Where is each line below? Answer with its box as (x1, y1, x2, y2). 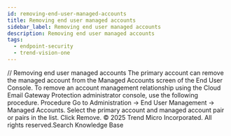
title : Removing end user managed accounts (7, 17, 136, 24)
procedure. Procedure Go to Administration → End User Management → (7, 98, 215, 107)
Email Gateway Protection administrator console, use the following (7, 90, 198, 99)
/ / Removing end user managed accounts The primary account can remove (7, 68, 224, 77)
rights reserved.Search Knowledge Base (7, 121, 124, 129)
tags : (7, 36, 23, 43)
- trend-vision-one (13, 50, 71, 57)
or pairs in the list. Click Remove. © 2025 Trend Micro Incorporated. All (7, 113, 212, 121)
